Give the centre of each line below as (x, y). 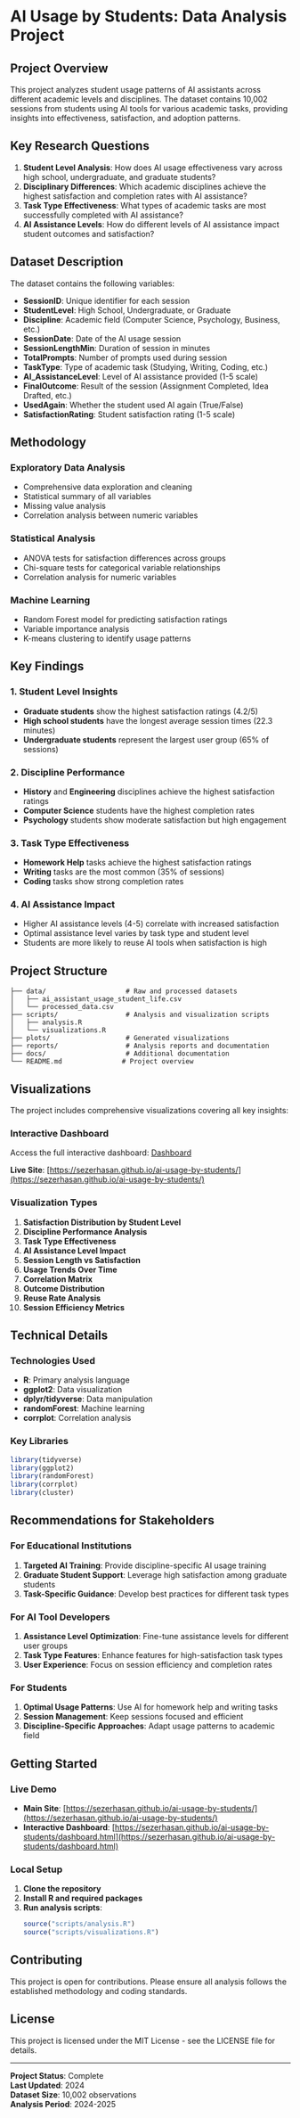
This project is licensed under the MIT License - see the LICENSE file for (142, 2040)
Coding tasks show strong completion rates (103, 882)
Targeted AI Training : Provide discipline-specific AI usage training (145, 1565)
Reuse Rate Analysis (62, 1298)
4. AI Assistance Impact (63, 905)
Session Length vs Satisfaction (81, 1260)
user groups (45, 1646)
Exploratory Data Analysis (68, 467)
